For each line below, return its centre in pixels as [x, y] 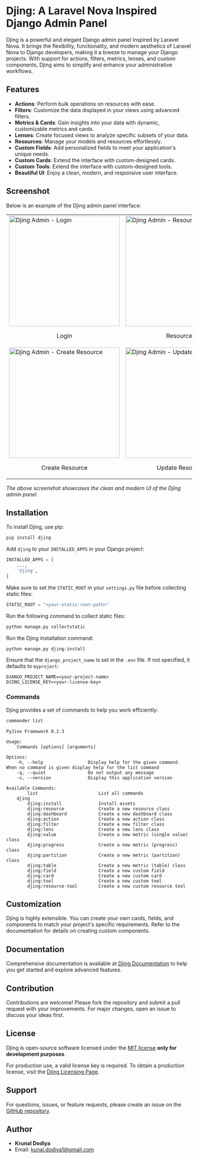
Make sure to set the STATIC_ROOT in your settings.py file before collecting [96, 587]
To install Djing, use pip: [35, 527]
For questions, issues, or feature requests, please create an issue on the [94, 1104]
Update [167, 467]
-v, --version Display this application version [95, 778]
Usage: [14, 742]
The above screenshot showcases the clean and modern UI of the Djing [93, 488]
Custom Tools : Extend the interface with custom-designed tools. [93, 166]
